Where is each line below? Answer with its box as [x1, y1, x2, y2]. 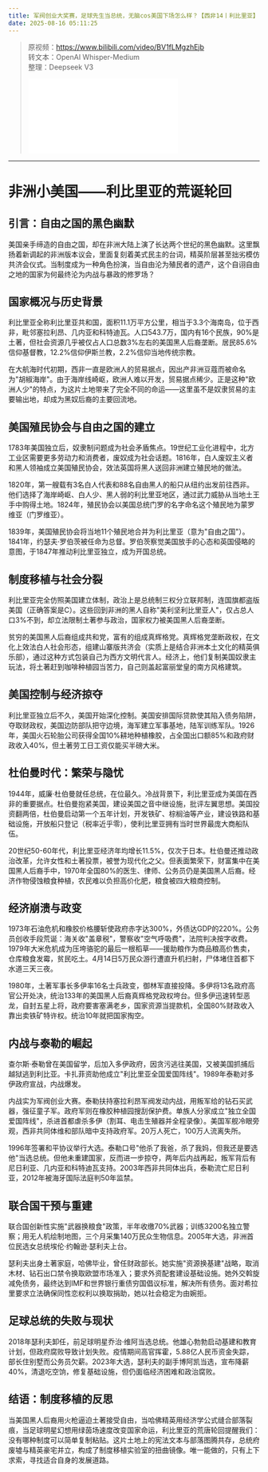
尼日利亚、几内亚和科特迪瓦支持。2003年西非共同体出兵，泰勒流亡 [8, 1164, 229, 1173]
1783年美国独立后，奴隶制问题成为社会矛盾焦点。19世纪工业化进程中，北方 [8, 443, 255, 452]
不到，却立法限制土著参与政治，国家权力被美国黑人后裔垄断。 [26, 615, 230, 624]
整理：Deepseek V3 [27, 62, 94, 72]
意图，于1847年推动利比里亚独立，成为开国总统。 [8, 547, 171, 556]
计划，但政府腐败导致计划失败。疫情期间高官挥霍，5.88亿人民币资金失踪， [8, 1347, 254, 1356]
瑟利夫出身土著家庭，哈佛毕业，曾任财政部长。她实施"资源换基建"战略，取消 [8, 1259, 260, 1267]
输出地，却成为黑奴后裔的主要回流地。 [14, 395, 141, 404]
